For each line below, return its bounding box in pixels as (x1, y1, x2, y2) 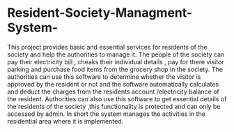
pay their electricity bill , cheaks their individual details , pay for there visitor (7, 57, 224, 66)
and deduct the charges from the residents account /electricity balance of (7, 87, 219, 96)
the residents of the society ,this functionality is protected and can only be (7, 102, 221, 110)
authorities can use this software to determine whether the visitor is (7, 72, 201, 81)
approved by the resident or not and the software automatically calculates (7, 80, 219, 88)
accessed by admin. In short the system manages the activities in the (7, 110, 205, 118)
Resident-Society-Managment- (7, 5, 193, 21)
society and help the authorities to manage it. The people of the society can (7, 50, 225, 59)
